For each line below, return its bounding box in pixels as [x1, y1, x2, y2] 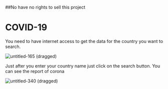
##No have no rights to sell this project [5, 4, 86, 10]
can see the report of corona [5, 68, 65, 74]
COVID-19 [5, 22, 48, 33]
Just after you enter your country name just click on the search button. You [5, 62, 160, 69]
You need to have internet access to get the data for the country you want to [5, 38, 163, 44]
